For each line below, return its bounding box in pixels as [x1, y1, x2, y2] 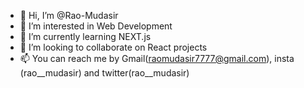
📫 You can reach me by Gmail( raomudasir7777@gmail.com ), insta [19, 53, 295, 64]
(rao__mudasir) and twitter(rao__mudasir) [19, 67, 190, 79]
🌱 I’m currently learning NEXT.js [19, 31, 152, 42]
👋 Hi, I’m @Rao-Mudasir [19, 10, 119, 21]
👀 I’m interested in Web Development [19, 20, 173, 32]
